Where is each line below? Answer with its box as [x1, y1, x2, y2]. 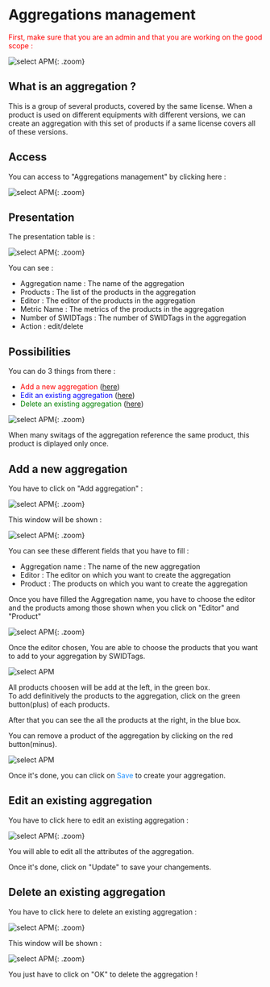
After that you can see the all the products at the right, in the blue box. [8, 715, 242, 724]
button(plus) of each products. [8, 699, 110, 709]
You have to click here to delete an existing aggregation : [8, 906, 197, 916]
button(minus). [8, 740, 58, 749]
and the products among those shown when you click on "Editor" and [8, 603, 239, 612]
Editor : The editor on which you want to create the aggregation [19, 570, 231, 579]
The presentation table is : [8, 232, 95, 242]
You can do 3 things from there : [8, 367, 116, 376]
